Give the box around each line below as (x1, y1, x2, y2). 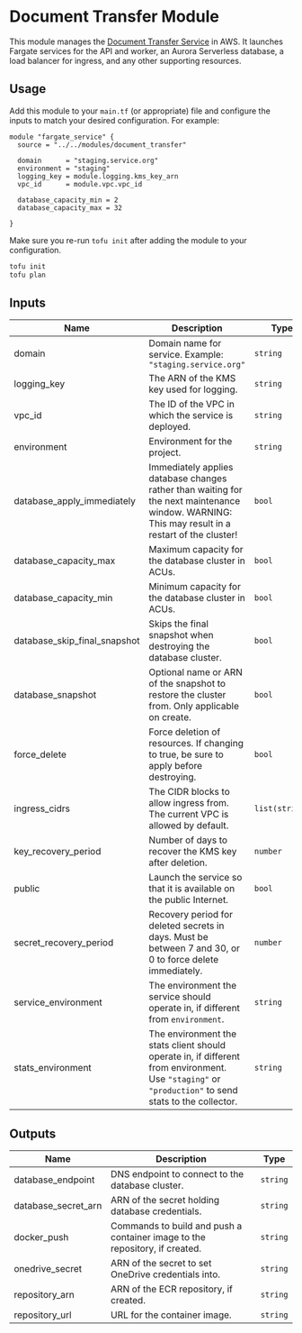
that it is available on (148, 882, 235, 895)
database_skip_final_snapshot (13, 635, 141, 647)
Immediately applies (148, 461, 234, 474)
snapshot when (148, 629, 214, 642)
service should (148, 991, 211, 1003)
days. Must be (148, 931, 209, 944)
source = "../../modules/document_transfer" (17, 140, 187, 150)
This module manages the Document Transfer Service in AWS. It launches (9, 36, 283, 47)
